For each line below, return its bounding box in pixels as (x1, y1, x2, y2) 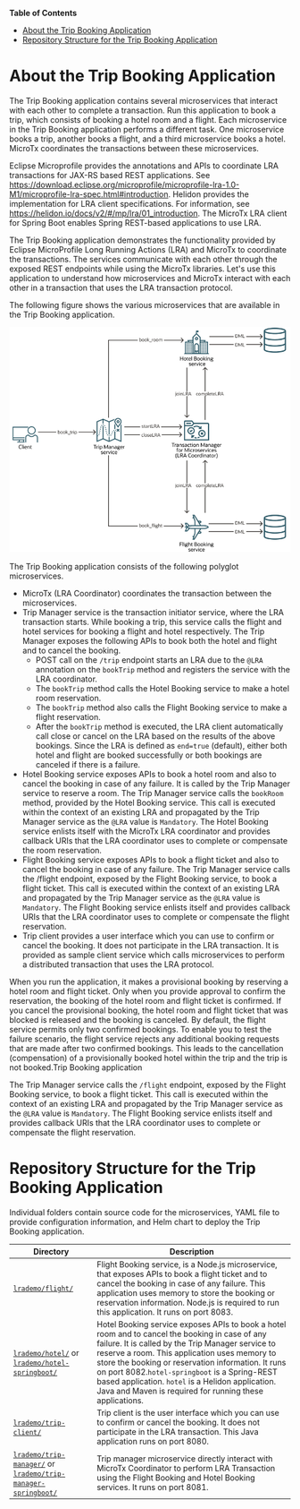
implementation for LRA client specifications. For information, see (9, 198, 250, 209)
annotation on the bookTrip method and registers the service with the (35, 664, 290, 675)
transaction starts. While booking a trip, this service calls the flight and (21, 617, 282, 628)
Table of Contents (9, 8, 78, 18)
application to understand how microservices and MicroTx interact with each (9, 272, 291, 283)
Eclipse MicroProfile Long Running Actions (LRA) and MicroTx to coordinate (9, 244, 287, 254)
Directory (33, 1246, 70, 1256)
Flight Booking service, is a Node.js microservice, (96, 1258, 279, 1270)
